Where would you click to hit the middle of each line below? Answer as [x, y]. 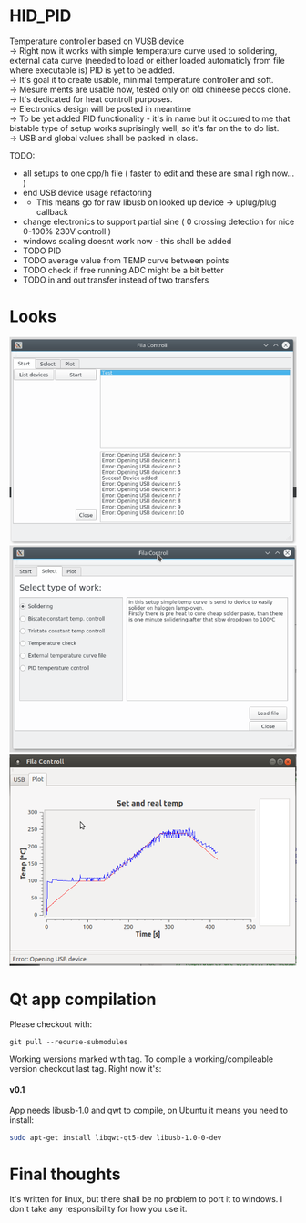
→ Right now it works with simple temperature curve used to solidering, [143, 50]
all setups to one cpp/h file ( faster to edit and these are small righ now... [158, 173]
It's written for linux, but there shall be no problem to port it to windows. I [146, 1199]
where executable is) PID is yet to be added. [92, 70]
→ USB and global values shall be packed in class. [104, 138]
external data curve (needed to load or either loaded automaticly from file [147, 60]
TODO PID [42, 251]
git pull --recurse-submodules [69, 1043]
